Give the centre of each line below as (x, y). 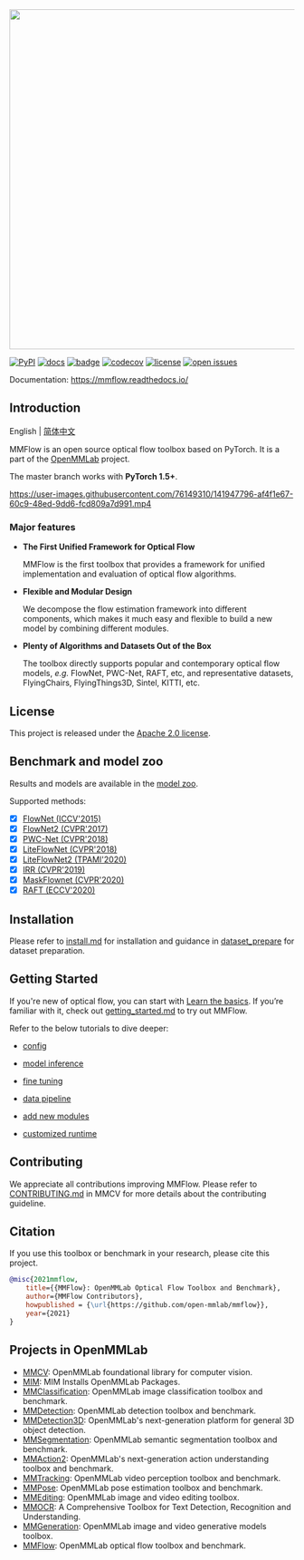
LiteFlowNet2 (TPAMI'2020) (74, 859)
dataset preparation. (47, 951)
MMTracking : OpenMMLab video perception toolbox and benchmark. (152, 1478)
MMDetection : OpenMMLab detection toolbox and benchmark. (139, 1410)
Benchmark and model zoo (86, 762)
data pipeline (47, 1098)
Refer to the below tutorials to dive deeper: (89, 1028)
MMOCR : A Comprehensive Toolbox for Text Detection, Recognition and (157, 1507)
